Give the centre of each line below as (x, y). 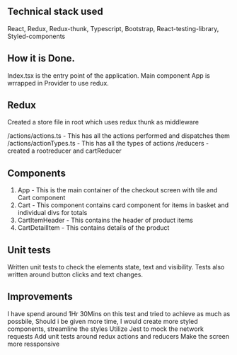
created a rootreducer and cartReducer (64, 151)
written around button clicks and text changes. (75, 274)
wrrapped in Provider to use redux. (58, 83)
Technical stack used (56, 12)
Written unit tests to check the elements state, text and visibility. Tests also (116, 267)
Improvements (40, 297)
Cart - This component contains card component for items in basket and (123, 205)
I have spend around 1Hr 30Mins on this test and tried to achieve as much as (119, 313)
